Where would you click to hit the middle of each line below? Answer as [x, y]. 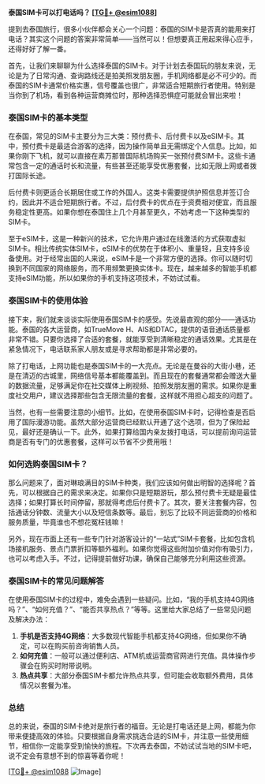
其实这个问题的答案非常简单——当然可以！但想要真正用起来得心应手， [143, 39]
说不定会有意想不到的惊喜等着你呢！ [67, 756]
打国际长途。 [29, 176]
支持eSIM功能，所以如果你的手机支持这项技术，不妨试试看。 [106, 278]
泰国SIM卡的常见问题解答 [56, 581]
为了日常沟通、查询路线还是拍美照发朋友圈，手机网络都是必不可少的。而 [139, 75]
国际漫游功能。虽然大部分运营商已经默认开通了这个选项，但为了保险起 [136, 422]
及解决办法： [29, 619]
